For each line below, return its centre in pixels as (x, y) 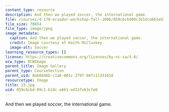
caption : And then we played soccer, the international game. (76, 38)
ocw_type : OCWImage (26, 62)
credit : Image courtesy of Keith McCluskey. (57, 43)
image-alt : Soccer (29, 47)
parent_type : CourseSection (35, 71)
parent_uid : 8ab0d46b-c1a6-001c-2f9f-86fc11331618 (59, 76)
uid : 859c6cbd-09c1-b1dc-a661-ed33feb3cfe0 (52, 90)
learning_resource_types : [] (36, 52)
